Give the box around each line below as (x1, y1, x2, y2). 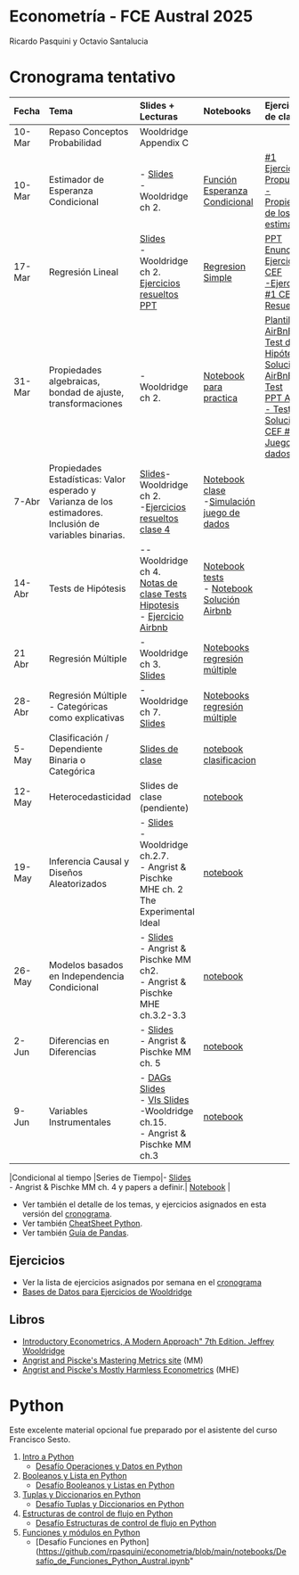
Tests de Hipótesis (48, 582, 126, 595)
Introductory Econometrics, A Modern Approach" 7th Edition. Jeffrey (21, 1335, 274, 1347)
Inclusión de (48, 517, 101, 529)
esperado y (48, 484, 96, 496)
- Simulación (203, 495, 255, 507)
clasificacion (203, 753, 256, 766)
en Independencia (48, 970, 125, 982)
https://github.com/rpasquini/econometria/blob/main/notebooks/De (38, 1546, 287, 1557)
